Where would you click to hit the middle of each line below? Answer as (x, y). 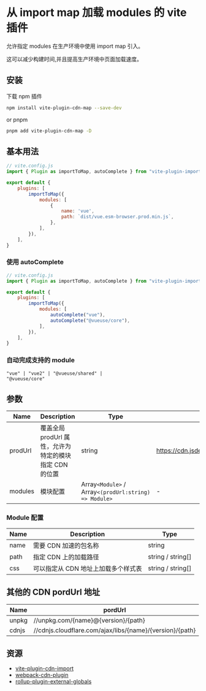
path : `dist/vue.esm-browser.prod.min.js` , (117, 217)
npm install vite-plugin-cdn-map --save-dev (64, 108)
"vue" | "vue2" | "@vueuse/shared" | (55, 373)
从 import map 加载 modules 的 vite (97, 13)
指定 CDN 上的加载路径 (66, 557)
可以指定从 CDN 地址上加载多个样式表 (87, 568)
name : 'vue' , (78, 211)
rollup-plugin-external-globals (53, 682)
